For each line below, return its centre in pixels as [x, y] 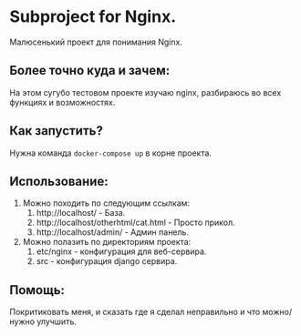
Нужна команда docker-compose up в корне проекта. [111, 153]
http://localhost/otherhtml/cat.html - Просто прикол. [135, 223]
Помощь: [37, 290]
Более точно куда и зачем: [90, 71]
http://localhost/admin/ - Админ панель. [113, 232]
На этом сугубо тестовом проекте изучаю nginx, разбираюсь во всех [145, 92]
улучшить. [57, 321]
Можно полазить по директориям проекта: [107, 242]
